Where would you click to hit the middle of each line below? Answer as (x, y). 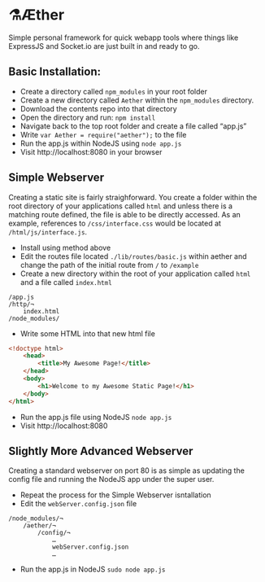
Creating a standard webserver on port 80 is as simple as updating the (127, 470)
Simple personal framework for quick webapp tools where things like (124, 37)
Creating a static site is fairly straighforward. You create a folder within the (133, 197)
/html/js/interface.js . (48, 232)
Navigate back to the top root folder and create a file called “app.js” (133, 126)
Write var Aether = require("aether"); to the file (103, 134)
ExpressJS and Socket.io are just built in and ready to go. (104, 46)
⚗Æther (37, 15)
